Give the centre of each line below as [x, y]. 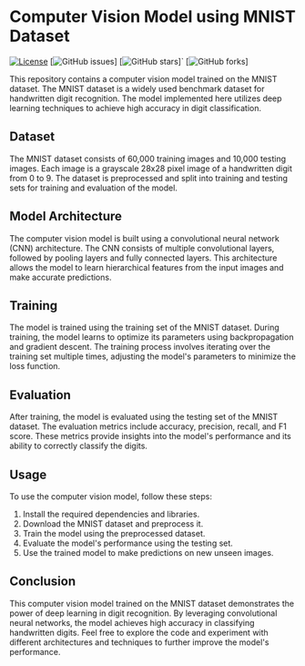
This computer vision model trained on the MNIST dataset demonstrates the [152, 603]
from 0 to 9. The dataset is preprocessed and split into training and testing [149, 178]
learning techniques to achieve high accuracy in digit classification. [136, 108]
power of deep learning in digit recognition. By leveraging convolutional [143, 613]
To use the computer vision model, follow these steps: [111, 497]
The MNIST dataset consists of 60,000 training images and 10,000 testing [148, 159]
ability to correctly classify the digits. [79, 446]
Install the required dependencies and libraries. [111, 514]
